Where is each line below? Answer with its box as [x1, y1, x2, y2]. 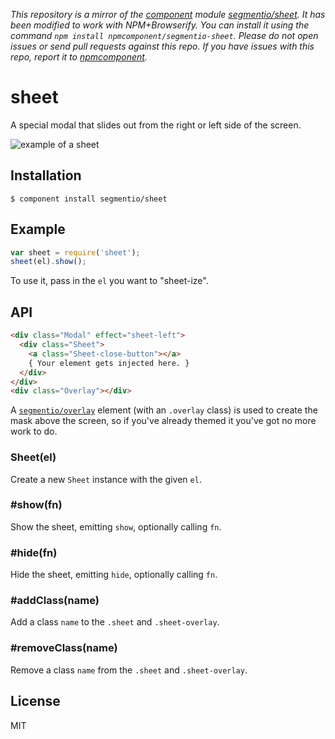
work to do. [10, 425, 58, 438]
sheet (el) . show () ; [10, 257, 87, 267]
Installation [10, 167, 82, 184]
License [10, 693, 61, 710]
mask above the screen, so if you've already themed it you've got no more [10, 415, 317, 427]
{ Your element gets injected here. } [28, 358, 190, 368]
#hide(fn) [10, 545, 58, 559]
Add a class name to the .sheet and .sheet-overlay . [10, 616, 220, 628]
